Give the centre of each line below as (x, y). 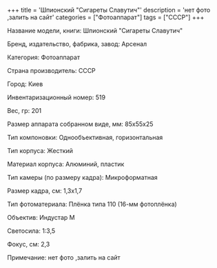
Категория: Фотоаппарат (44, 57)
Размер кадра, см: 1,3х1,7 (45, 191)
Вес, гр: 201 (24, 111)
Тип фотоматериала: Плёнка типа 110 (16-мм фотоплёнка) (92, 204)
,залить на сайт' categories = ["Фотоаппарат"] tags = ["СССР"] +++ (106, 17)
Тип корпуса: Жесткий (40, 151)
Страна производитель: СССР (52, 71)
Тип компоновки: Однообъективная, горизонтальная (85, 137)
